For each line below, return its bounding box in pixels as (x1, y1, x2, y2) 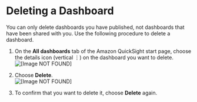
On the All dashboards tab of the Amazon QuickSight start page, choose (14, 47, 192, 54)
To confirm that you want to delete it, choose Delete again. (14, 89, 158, 96)
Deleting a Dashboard (6, 4, 114, 18)
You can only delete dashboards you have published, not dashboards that (6, 24, 185, 31)
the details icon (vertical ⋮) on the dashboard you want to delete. (14, 54, 173, 61)
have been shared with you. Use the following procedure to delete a (6, 29, 171, 37)
